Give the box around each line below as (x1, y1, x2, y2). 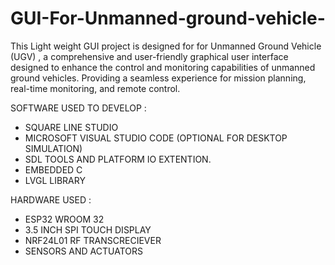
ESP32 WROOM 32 (24, 213, 105, 225)
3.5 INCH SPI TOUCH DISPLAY (24, 223, 152, 236)
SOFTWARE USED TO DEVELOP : (10, 102, 147, 114)
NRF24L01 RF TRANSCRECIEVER (24, 234, 162, 246)
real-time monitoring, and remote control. (10, 82, 181, 94)
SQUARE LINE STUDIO (24, 121, 119, 133)
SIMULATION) (24, 142, 83, 154)
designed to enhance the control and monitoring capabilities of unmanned (10, 61, 316, 73)
